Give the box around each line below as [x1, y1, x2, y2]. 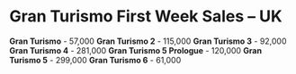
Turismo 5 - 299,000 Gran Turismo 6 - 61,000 [9, 54, 182, 65]
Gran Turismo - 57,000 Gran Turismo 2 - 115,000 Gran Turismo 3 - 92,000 [9, 36, 287, 46]
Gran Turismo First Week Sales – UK [9, 6, 283, 27]
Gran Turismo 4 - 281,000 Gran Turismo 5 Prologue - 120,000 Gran [9, 45, 263, 55]
